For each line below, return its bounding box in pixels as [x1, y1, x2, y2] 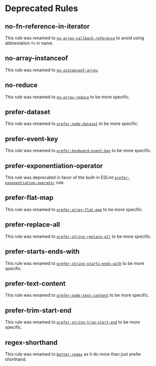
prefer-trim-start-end [5, 306, 71, 315]
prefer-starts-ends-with [5, 247, 80, 256]
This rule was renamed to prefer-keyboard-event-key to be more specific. [5, 148, 152, 153]
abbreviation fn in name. [5, 40, 54, 46]
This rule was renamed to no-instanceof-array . [5, 67, 99, 73]
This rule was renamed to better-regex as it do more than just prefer [5, 351, 142, 357]
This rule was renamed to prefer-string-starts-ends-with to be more [5, 260, 144, 266]
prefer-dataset [5, 108, 51, 116]
